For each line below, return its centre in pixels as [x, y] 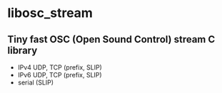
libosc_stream [50, 13]
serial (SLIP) [36, 82]
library [22, 50]
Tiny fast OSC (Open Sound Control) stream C [111, 39]
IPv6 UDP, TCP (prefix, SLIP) [60, 75]
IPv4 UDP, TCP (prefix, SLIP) [60, 67]
